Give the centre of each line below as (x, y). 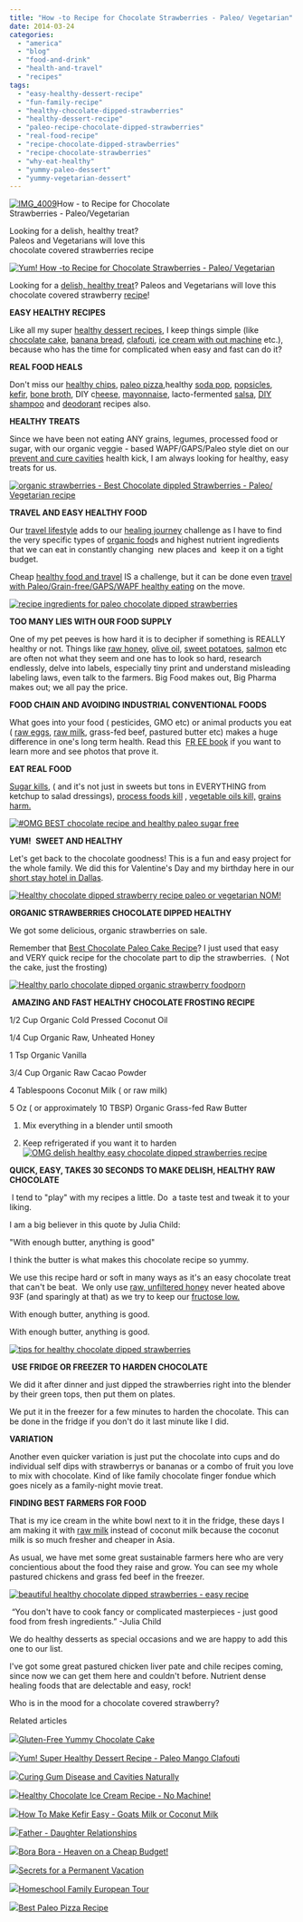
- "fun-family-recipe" (60, 102)
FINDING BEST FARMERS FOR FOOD (78, 1503)
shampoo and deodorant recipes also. (80, 404)
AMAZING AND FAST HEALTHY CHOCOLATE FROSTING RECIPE (133, 1002)
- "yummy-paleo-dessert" (64, 170)
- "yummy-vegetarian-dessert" (74, 178)
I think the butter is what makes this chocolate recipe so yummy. (129, 1260)
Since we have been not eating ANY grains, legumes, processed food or (144, 439)
